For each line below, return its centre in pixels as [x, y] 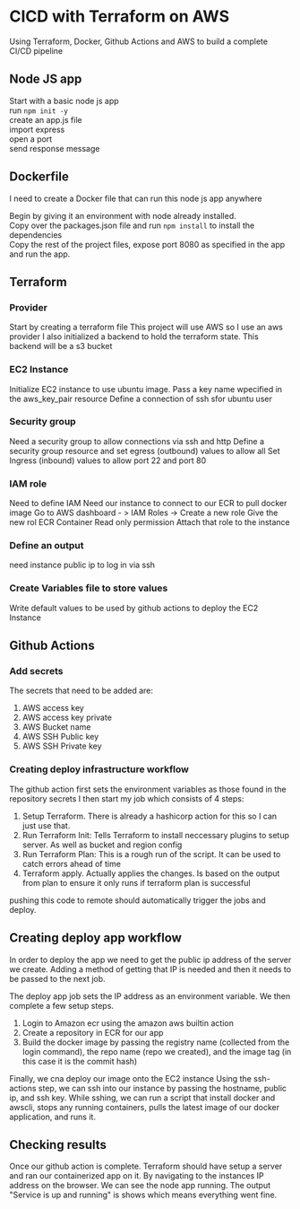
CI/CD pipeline [36, 50]
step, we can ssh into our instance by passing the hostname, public [163, 1088]
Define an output [47, 546]
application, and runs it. [53, 1117]
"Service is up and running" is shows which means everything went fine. [143, 1195]
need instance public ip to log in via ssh [82, 565]
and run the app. [40, 254]
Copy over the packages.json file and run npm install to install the [132, 225]
